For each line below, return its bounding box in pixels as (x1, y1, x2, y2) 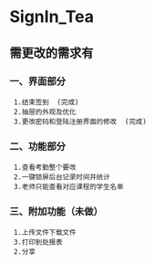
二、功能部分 (9, 140, 67, 153)
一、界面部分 (9, 75, 67, 88)
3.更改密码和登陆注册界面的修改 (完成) (13, 117, 148, 126)
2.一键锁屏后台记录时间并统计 (13, 173, 111, 182)
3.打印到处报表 (13, 238, 63, 248)
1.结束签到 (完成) (13, 98, 79, 107)
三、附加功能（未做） (9, 206, 103, 218)
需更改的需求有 (9, 45, 94, 60)
